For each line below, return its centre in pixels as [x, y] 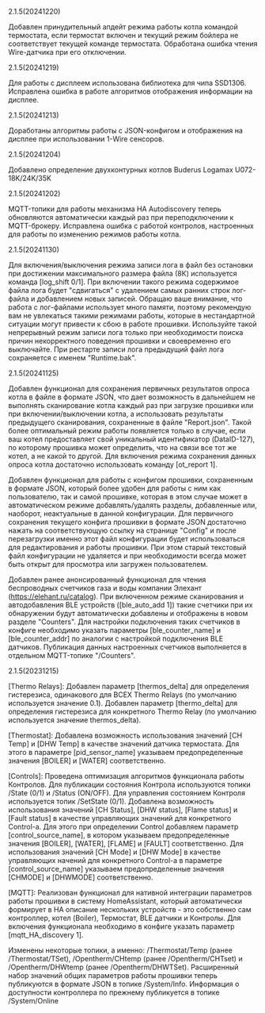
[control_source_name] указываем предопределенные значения [116, 869]
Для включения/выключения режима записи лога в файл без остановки [131, 265]
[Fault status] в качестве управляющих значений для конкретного [120, 818]
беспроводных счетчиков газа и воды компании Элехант [105, 588]
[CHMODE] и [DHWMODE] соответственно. [81, 877]
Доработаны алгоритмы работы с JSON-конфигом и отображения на [126, 131]
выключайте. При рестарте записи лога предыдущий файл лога [116, 349]
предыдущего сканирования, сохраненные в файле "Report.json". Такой [130, 422]
